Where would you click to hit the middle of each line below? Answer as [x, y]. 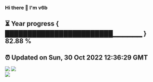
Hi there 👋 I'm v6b [26, 8]
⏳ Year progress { [32, 24]
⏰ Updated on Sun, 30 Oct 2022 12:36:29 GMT [76, 57]
